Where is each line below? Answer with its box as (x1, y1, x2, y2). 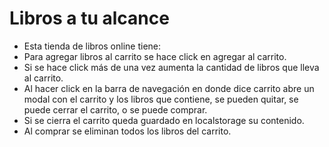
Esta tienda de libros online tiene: (23, 40, 162, 52)
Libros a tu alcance (9, 7, 170, 30)
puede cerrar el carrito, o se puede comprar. (23, 103, 208, 116)
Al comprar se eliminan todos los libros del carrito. (23, 125, 232, 137)
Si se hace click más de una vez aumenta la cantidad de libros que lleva (23, 61, 320, 73)
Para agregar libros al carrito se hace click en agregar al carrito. (23, 50, 287, 62)
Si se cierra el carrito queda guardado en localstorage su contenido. (23, 114, 305, 126)
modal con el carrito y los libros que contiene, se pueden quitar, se (23, 93, 299, 105)
